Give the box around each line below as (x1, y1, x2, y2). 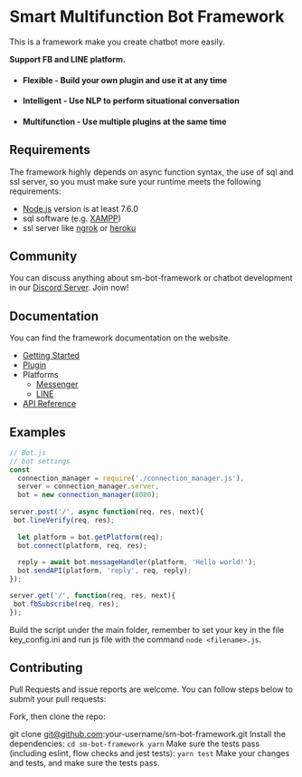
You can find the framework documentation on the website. (9, 332, 231, 343)
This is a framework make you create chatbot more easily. (9, 36, 225, 47)
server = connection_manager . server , (17, 482, 160, 491)
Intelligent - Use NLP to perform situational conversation (22, 95, 240, 106)
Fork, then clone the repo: (9, 711, 106, 722)
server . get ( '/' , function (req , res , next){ (9, 590, 176, 600)
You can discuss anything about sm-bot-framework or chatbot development (9, 273, 293, 283)
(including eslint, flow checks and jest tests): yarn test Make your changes (9, 748, 290, 759)
